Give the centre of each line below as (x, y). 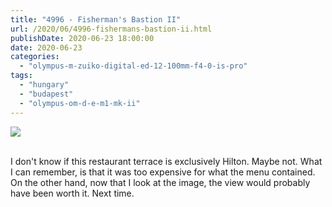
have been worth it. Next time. (72, 193)
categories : (35, 57)
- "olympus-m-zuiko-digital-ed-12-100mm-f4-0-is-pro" (133, 66)
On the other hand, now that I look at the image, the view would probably (160, 182)
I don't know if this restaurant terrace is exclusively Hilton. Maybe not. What (166, 161)
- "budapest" (46, 94)
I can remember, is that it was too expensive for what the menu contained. (163, 172)
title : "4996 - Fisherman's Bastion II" (96, 19)
